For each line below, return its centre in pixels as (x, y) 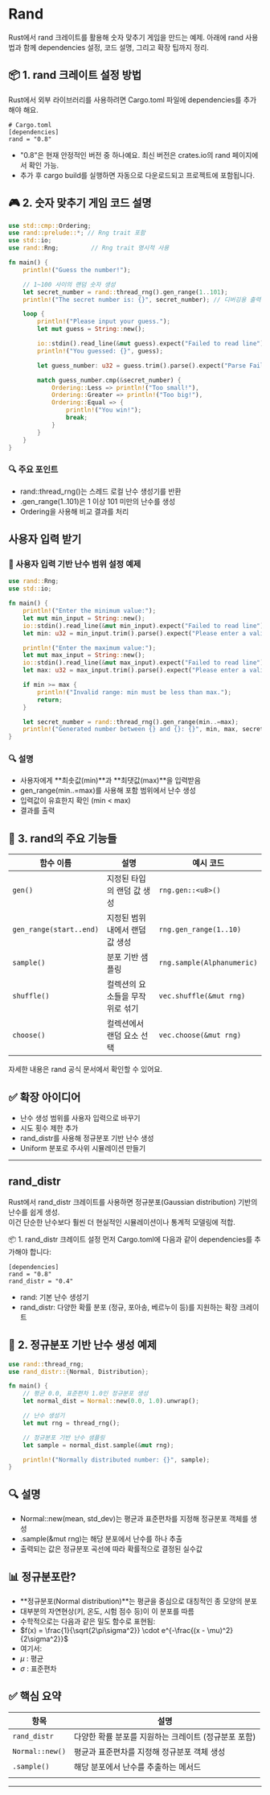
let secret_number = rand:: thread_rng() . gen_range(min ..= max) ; (131, 722)
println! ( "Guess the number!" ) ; (77, 270)
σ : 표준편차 (38, 1669)
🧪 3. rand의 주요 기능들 (63, 838)
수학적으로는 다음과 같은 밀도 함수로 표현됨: (88, 1621)
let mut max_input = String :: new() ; (84, 656)
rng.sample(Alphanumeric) (208, 963)
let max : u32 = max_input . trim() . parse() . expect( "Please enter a (135, 670)
